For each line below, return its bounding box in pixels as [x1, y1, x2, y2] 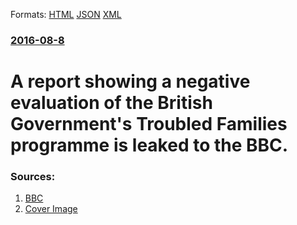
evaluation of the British [10, 92, 213, 114]
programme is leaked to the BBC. [10, 134, 289, 157]
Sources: [10, 170, 56, 184]
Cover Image [24, 203, 78, 215]
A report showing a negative [10, 70, 251, 93]
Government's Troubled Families [10, 113, 288, 136]
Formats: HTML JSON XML [10, 9, 122, 20]
